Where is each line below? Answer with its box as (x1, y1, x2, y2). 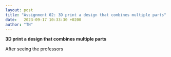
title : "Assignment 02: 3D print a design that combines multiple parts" (5, 12, 167, 17)
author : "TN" (5, 22, 33, 27)
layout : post (5, 7, 33, 13)
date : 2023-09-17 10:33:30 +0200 (5, 17, 82, 22)
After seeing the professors (5, 46, 63, 52)
